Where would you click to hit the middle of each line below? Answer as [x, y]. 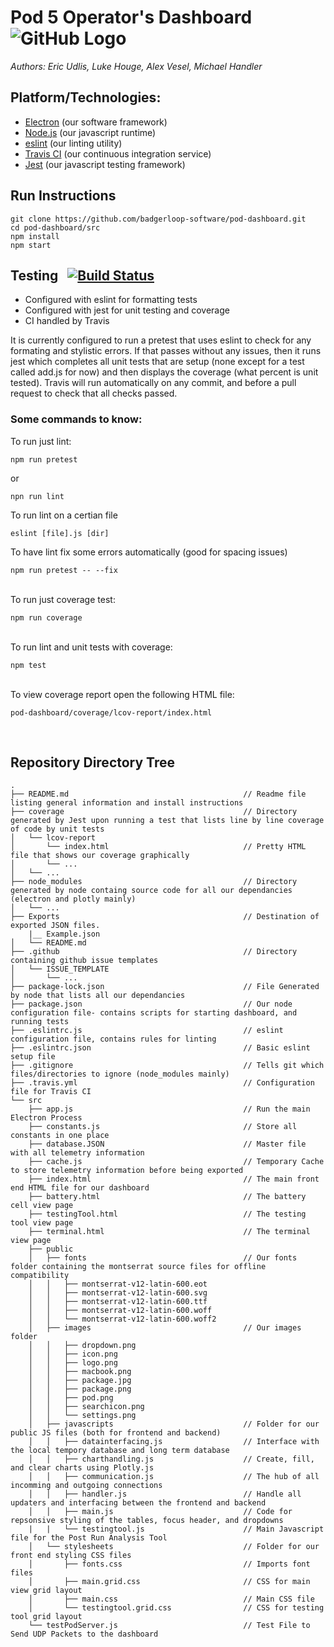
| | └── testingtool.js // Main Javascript [176, 1529]
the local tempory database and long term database [120, 1451]
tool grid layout [46, 1617]
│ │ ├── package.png [80, 1389]
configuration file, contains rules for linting [113, 1039]
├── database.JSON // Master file [167, 1144]
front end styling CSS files [71, 1556]
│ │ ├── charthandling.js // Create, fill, [171, 1459]
